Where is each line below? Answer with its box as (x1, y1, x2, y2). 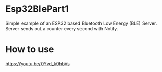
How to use (5, 44, 54, 56)
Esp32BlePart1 (5, 3, 69, 15)
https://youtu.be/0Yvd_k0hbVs (5, 60, 70, 67)
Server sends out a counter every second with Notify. (5, 25, 118, 31)
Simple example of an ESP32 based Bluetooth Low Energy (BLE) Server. (5, 20, 157, 26)
